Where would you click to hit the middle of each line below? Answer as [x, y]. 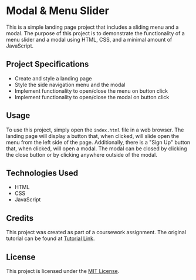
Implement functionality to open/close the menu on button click [91, 91]
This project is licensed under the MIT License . [63, 271]
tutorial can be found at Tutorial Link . [50, 238]
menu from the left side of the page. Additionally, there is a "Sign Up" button [98, 142]
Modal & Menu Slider [58, 11]
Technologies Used [42, 173]
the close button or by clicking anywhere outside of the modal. [82, 154]
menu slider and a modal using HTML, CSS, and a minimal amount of [89, 39]
